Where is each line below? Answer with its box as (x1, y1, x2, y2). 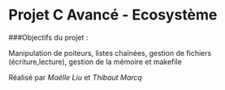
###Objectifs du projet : (8, 32, 89, 42)
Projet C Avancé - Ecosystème (8, 6, 218, 24)
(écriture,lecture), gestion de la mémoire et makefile (8, 57, 183, 66)
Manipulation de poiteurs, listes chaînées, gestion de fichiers (8, 48, 212, 58)
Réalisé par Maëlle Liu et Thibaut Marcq (8, 72, 142, 82)
